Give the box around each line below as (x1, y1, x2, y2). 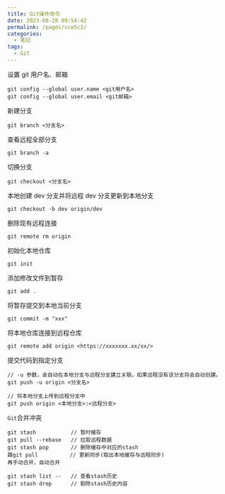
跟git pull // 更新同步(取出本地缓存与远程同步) (7, 451, 165, 459)
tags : (7, 43, 23, 50)
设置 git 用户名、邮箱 (7, 70, 69, 79)
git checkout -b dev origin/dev (7, 205, 103, 212)
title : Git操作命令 (7, 10, 61, 18)
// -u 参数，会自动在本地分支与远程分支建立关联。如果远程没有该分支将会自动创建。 (7, 371, 221, 379)
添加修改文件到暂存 (7, 273, 64, 282)
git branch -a (7, 149, 50, 156)
